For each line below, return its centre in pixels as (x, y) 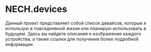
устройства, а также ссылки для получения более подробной (72, 39)
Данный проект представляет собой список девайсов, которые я (76, 23)
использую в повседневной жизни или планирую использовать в (76, 28)
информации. (20, 44)
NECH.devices (36, 9)
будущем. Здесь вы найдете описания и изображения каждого (73, 33)
